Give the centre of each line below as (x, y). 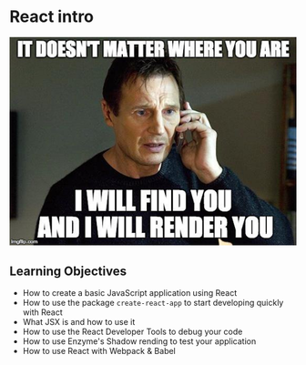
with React (42, 312)
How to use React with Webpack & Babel (99, 351)
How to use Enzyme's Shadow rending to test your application (139, 341)
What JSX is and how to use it (79, 322)
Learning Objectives (68, 271)
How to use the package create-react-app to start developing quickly (153, 303)
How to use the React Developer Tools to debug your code (133, 332)
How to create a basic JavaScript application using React (130, 293)
